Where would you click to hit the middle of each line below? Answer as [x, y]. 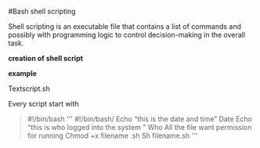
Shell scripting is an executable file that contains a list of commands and [125, 26]
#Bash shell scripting [42, 11]
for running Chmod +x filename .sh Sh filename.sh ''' [112, 135]
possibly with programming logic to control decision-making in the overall [126, 35]
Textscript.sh [29, 88]
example [23, 73]
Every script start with [44, 104]
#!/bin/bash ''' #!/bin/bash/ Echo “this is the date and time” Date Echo [139, 119]
